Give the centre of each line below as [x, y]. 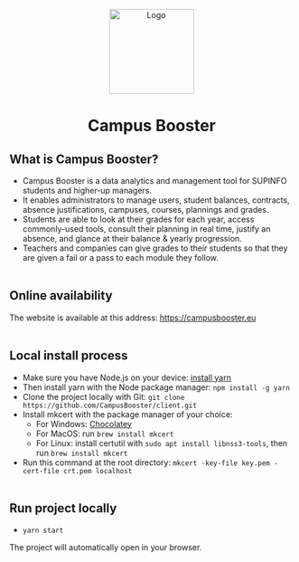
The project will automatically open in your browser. [106, 548]
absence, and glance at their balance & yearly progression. [132, 238]
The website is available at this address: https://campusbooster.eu [133, 318]
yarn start [43, 531]
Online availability [61, 295]
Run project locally [63, 508]
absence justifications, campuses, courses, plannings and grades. [145, 210]
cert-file [41, 471]
